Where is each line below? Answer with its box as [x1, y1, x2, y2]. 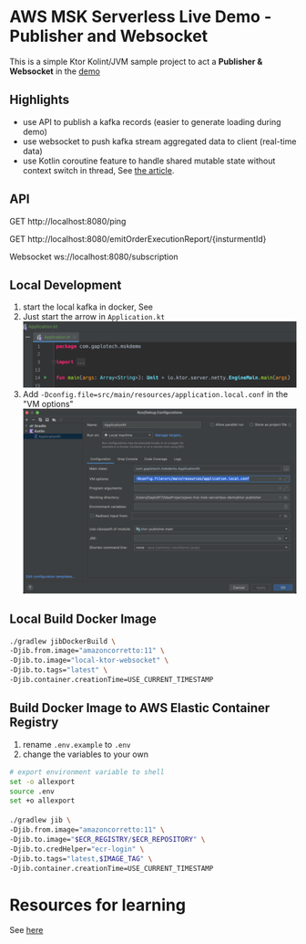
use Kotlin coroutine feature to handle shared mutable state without [22, 155, 276, 166]
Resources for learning [9, 895, 187, 915]
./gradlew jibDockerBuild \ [9, 636, 117, 645]
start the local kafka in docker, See [22, 301, 153, 312]
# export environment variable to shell [9, 767, 166, 777]
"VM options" [22, 399, 75, 410]
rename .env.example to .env [22, 739, 131, 750]
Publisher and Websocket [9, 26, 209, 47]
